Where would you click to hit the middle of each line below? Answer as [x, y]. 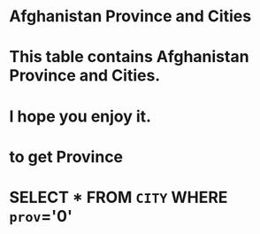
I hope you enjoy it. [80, 116]
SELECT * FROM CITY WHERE [119, 197]
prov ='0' [41, 216]
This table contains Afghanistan [129, 57]
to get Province [66, 156]
